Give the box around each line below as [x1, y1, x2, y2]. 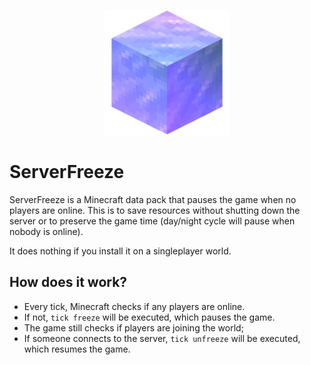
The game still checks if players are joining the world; [23, 321, 244, 334]
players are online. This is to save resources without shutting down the [9, 204, 301, 216]
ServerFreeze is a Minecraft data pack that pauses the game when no [9, 193, 297, 205]
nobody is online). [9, 225, 84, 237]
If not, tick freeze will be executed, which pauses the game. [23, 311, 276, 323]
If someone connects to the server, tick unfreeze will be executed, [23, 332, 301, 344]
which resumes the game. [23, 343, 131, 355]
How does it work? [9, 274, 128, 291]
